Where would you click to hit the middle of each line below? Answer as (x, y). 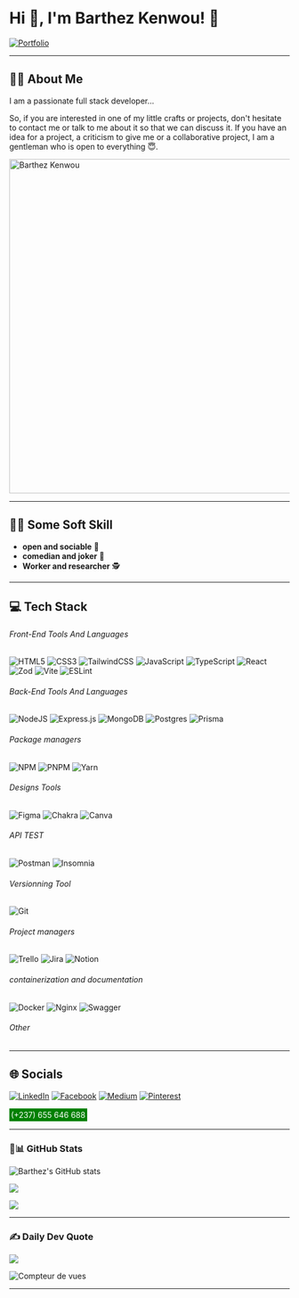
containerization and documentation (76, 979)
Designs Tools (35, 787)
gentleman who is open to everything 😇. (84, 146)
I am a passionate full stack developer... (82, 101)
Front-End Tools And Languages (69, 634)
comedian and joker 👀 (63, 555)
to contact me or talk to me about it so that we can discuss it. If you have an (148, 127)
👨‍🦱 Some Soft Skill (61, 525)
